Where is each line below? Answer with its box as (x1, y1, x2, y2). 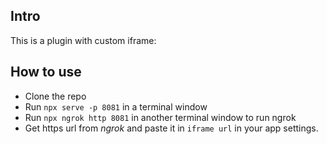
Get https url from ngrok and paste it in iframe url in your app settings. (24, 122, 319, 134)
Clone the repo (24, 90, 87, 102)
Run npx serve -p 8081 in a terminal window (24, 100, 208, 113)
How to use (10, 64, 82, 81)
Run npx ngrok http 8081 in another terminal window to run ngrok (24, 111, 297, 123)
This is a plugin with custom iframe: (10, 34, 157, 46)
